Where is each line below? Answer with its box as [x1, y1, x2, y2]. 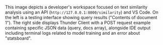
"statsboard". [5, 35, 32, 41]
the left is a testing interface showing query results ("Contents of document [5, 15, 158, 20]
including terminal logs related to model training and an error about [5, 30, 140, 36]
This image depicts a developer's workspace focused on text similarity [5, 4, 148, 10]
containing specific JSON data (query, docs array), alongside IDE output [5, 25, 151, 31]
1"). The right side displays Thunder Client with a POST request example [5, 20, 151, 25]
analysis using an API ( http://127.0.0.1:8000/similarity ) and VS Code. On [5, 9, 159, 15]
